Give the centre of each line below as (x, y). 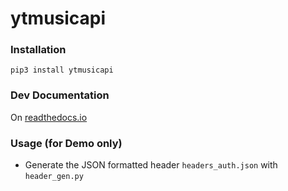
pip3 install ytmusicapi (62, 70)
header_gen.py (54, 177)
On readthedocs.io (49, 117)
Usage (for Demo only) (66, 143)
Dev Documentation (60, 95)
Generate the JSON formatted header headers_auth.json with (151, 165)
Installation (38, 50)
